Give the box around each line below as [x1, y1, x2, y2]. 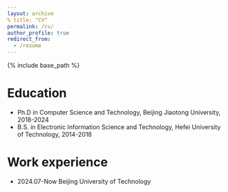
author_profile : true [7, 29, 70, 37]
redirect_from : [7, 36, 51, 43]
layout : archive [7, 10, 54, 17]
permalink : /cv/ [7, 23, 54, 30]
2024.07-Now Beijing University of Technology [17, 177, 151, 185]
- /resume [13, 42, 41, 49]
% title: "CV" [7, 17, 48, 23]
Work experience [7, 155, 108, 170]
